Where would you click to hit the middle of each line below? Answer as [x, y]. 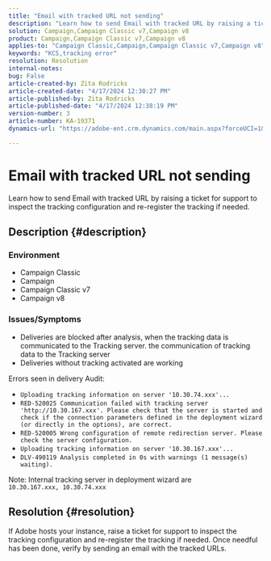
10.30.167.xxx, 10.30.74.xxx [57, 487]
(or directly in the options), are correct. [96, 424]
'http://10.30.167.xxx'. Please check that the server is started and [141, 410]
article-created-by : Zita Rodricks [68, 83]
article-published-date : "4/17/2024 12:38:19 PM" [94, 106]
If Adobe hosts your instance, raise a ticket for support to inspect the [123, 531]
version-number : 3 [39, 114]
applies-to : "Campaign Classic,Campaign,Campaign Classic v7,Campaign [129, 46]
